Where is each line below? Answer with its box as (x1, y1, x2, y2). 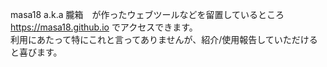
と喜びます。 (10, 46, 63, 58)
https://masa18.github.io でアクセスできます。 (10, 21, 198, 33)
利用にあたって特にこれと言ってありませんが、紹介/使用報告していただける (10, 34, 318, 45)
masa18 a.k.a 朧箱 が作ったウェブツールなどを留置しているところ (10, 9, 285, 20)
